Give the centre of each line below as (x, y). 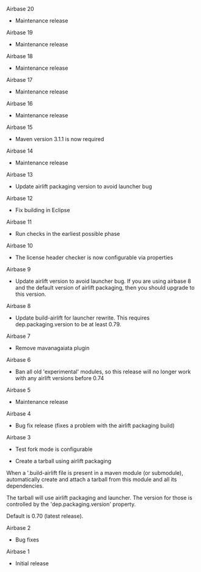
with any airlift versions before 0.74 (60, 378)
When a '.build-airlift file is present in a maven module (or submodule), (95, 473)
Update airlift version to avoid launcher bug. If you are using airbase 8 (103, 281)
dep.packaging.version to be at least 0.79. (68, 324)
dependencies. (25, 486)
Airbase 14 (20, 151)
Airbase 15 (20, 127)
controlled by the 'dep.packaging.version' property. (71, 504)
